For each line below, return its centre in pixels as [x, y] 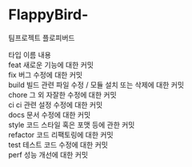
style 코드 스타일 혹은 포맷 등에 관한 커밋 [72, 125]
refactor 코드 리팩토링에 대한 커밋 [61, 134]
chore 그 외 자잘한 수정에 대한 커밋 [63, 94]
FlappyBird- [48, 15]
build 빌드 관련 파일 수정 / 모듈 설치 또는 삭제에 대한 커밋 [96, 85]
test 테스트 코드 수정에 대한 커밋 [58, 145]
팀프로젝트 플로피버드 [42, 38]
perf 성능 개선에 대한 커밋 [48, 154]
